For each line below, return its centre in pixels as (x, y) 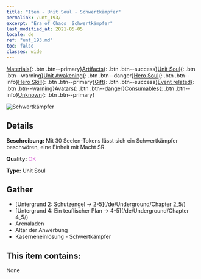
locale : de (20, 35)
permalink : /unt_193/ (34, 18)
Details (20, 126)
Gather (20, 189)
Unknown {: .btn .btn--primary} (56, 94)
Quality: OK (21, 158)
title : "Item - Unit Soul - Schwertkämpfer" (64, 12)
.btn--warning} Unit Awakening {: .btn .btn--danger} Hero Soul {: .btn (90, 75)
